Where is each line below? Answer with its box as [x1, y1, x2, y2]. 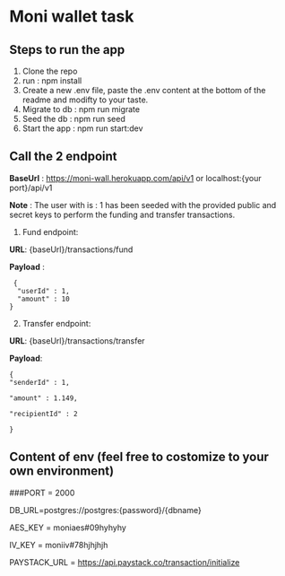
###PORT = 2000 [9, 487, 75, 498]
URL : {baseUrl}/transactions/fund [9, 244, 134, 255]
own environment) [9, 464, 115, 479]
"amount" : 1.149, [9, 393, 78, 403]
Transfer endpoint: [22, 318, 91, 328]
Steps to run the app [9, 42, 125, 57]
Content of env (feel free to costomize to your [9, 449, 269, 465]
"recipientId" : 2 [9, 409, 78, 418]
